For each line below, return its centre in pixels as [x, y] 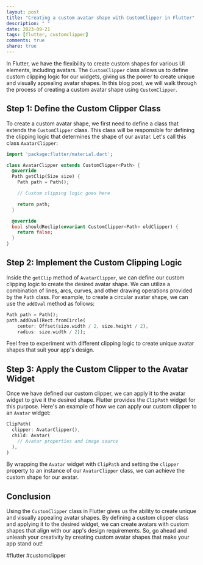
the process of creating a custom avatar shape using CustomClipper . [92, 89]
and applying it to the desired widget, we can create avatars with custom [98, 524]
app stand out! [24, 544]
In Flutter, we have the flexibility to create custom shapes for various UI [96, 63]
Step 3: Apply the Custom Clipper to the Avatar [97, 369]
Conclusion [29, 496]
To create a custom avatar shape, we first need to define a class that [92, 124]
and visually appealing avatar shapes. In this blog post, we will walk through [101, 83]
